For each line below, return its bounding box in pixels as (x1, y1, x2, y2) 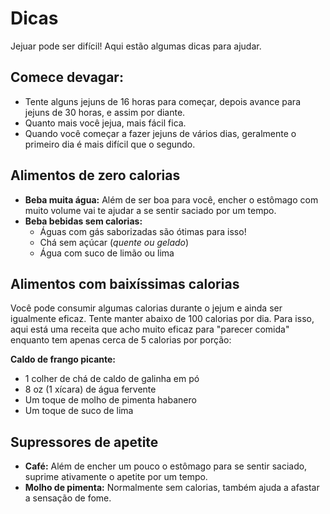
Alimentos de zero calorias (10, 167, 181, 184)
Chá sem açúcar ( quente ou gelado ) (39, 236, 190, 248)
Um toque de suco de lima (24, 405, 134, 417)
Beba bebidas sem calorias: (24, 215, 143, 227)
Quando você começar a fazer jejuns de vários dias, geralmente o (24, 127, 297, 139)
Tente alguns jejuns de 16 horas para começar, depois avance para (24, 95, 301, 107)
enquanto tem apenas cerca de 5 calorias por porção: (10, 334, 232, 346)
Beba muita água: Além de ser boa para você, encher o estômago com (24, 193, 319, 206)
